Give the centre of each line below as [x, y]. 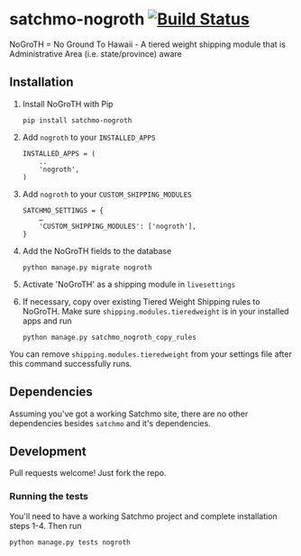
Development [48, 451]
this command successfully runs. [71, 363]
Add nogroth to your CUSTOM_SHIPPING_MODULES [107, 194]
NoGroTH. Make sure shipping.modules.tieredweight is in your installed [156, 311]
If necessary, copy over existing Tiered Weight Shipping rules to [141, 301]
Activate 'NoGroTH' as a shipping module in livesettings [129, 284]
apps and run [47, 321]
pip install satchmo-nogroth [77, 120]
